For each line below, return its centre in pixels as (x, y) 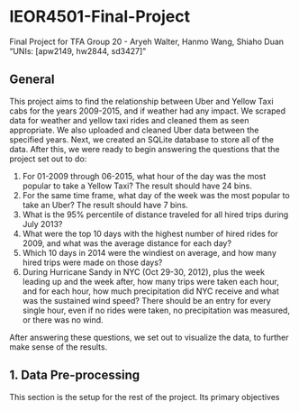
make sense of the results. (59, 347)
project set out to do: (48, 159)
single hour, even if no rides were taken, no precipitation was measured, (156, 310)
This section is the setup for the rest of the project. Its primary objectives (145, 397)
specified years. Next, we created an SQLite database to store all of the (142, 139)
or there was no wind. (63, 320)
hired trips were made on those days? (92, 262)
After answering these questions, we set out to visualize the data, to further (149, 337)
